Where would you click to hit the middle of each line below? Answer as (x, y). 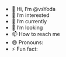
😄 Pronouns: (27, 42)
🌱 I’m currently (29, 21)
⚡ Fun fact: (25, 49)
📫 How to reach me (36, 34)
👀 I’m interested (30, 15)
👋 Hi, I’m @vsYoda (34, 9)
